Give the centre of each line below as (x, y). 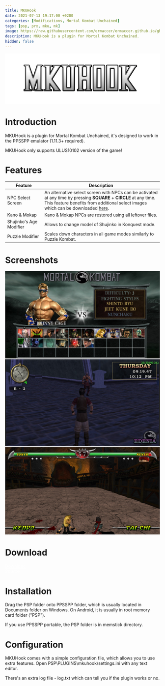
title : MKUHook (21, 10)
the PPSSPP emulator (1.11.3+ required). (45, 141)
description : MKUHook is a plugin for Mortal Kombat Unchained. (72, 36)
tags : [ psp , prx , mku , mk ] (33, 26)
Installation (28, 591)
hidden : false (20, 42)
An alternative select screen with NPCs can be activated (101, 192)
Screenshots (32, 260)
